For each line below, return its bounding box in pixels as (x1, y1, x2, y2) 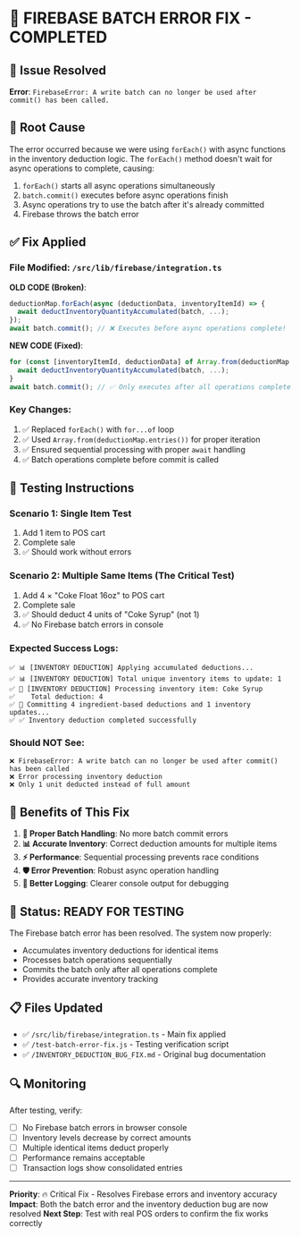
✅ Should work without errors (21, 546, 132, 557)
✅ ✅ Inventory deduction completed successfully (9, 716, 197, 725)
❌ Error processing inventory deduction (9, 773, 162, 782)
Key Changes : (9, 403, 71, 416)
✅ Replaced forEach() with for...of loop (21, 424, 175, 435)
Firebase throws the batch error (21, 208, 140, 219)
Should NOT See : (9, 737, 85, 749)
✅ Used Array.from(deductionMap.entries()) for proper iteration (21, 434, 261, 445)
